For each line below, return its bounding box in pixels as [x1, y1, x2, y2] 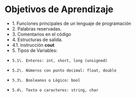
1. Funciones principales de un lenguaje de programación [12, 20, 131, 26]
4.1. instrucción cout [12, 42, 55, 48]
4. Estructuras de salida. [12, 37, 63, 43]
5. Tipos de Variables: [12, 47, 58, 53]
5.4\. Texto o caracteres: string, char [12, 87, 99, 92]
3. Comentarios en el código [12, 31, 71, 37]
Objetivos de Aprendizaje [5, 4, 114, 15]
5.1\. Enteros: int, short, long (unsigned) [12, 58, 108, 63]
